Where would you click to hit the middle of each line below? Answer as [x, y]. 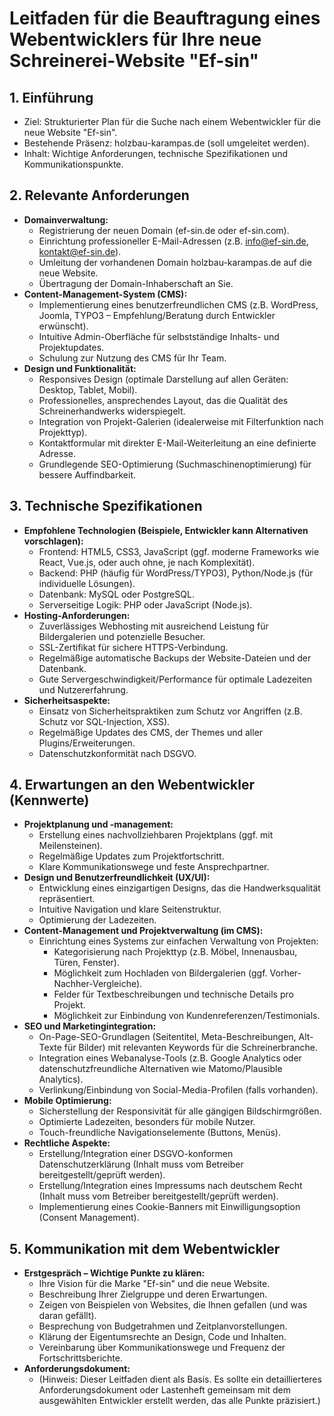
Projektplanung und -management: [98, 824]
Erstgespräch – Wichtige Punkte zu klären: [114, 1273]
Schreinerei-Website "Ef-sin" [134, 61]
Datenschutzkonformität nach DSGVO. [117, 753]
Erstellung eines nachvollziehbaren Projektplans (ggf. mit [156, 835]
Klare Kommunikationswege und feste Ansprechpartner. [154, 867]
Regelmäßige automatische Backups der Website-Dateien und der [175, 658]
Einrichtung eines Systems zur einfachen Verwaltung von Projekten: [178, 941]
